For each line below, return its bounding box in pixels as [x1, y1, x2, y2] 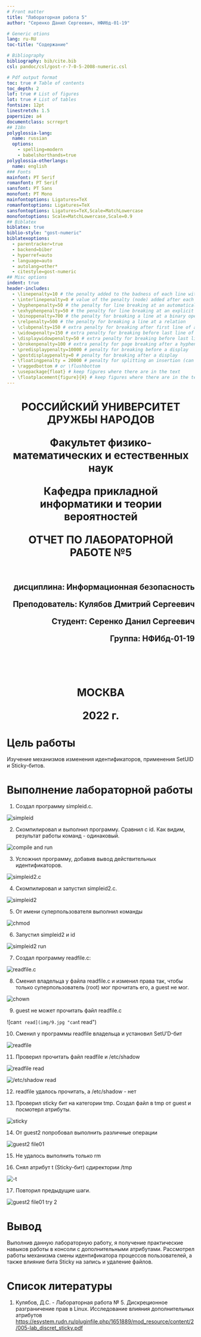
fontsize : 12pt [7, 102, 45, 108]
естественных [113, 449, 189, 462]
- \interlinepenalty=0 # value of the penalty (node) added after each [12, 296, 194, 302]
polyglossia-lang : [7, 130, 52, 136]
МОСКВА [77, 685, 125, 699]
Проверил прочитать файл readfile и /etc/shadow [15, 1053, 140, 1060]
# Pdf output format [7, 74, 58, 81]
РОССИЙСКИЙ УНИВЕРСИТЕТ [21, 400, 181, 413]
